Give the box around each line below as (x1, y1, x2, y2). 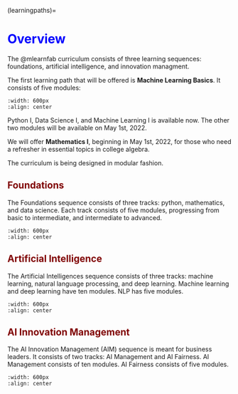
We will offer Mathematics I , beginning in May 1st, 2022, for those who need (7, 137, 232, 145)
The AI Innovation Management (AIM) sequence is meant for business (7, 345, 212, 353)
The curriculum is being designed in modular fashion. (7, 158, 163, 167)
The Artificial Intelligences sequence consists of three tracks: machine (7, 271, 214, 280)
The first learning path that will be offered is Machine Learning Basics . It (7, 76, 221, 84)
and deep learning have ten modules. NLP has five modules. (7, 286, 183, 295)
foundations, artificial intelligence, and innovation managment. (7, 62, 190, 71)
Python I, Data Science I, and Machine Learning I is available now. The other (7, 115, 229, 124)
